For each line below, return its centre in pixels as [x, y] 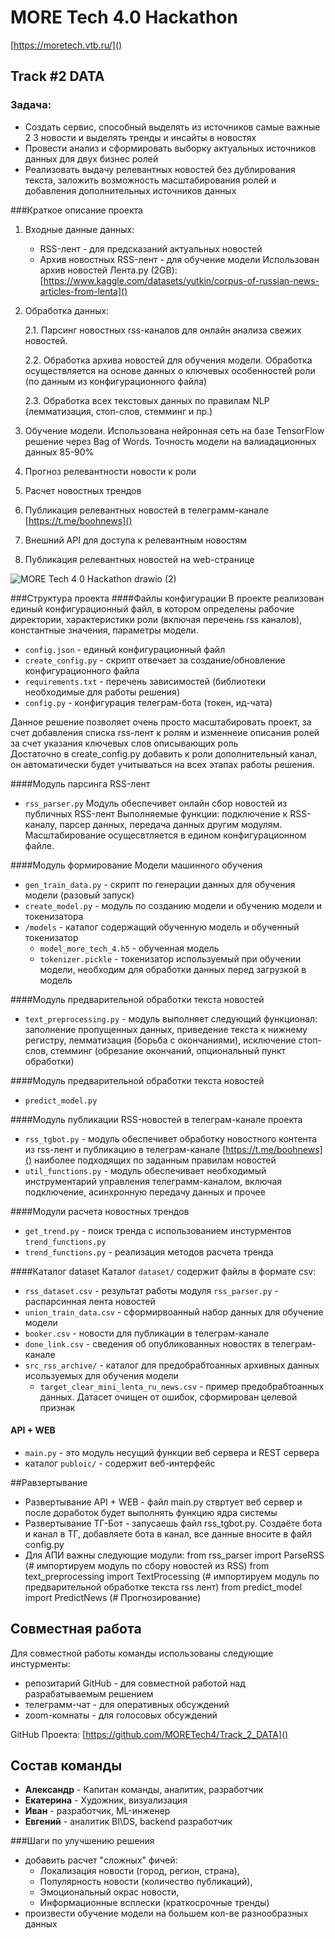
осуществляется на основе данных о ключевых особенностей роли [170, 370]
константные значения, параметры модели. [104, 630]
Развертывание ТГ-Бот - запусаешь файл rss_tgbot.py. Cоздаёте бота [173, 1523]
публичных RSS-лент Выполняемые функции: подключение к [156, 813]
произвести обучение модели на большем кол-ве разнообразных [166, 1913]
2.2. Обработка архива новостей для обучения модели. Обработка [168, 360]
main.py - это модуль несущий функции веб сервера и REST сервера [172, 1452]
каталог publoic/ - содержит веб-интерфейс [120, 1463]
